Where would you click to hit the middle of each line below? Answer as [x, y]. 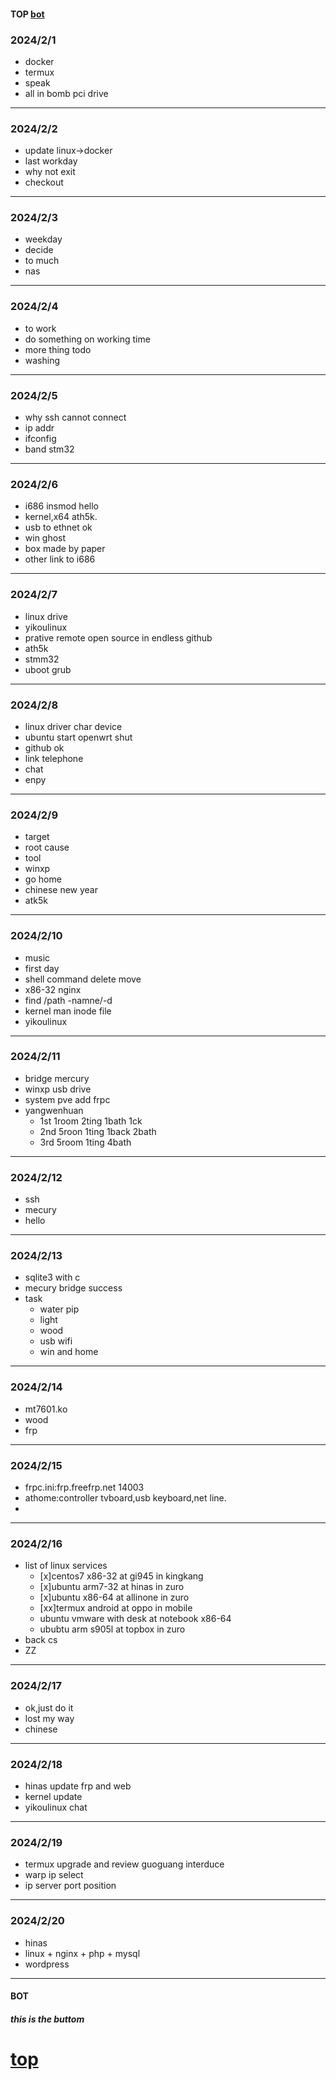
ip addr [39, 428]
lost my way [49, 1718]
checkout [44, 182]
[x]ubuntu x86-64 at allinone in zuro [114, 1597]
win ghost [45, 538]
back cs [41, 1640]
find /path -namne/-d [68, 1000]
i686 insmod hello [61, 506]
